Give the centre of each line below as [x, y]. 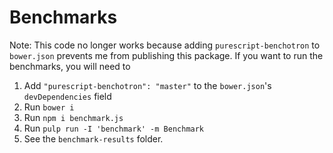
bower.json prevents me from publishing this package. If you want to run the [166, 55]
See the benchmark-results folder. [93, 138]
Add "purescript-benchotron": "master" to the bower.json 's [147, 85]
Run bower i [49, 107]
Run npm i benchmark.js [73, 117]
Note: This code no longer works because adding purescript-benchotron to [165, 45]
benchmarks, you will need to [70, 66]
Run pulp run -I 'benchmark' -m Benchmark [114, 128]
